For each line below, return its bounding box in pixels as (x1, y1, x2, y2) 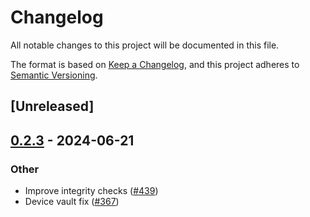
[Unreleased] (10, 98, 95, 115)
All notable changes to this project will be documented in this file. (10, 39, 280, 51)
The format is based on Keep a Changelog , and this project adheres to (10, 58, 300, 70)
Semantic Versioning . (10, 69, 98, 81)
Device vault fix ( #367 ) (24, 196, 120, 208)
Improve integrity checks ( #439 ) (24, 185, 159, 197)
